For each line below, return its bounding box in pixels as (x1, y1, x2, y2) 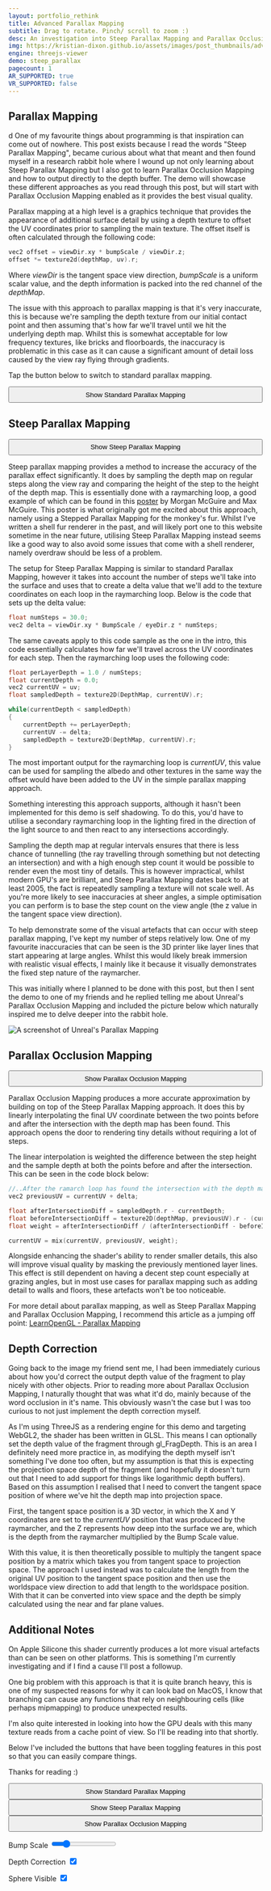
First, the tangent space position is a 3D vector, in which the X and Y (8, 1506, 236, 1517)
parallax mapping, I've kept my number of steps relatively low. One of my (8, 933, 251, 943)
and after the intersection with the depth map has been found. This (8, 1119, 231, 1129)
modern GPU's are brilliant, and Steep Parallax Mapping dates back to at (8, 875, 249, 885)
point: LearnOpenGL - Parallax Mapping (8, 1318, 141, 1328)
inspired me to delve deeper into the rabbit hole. (8, 1009, 169, 1019)
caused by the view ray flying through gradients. (8, 355, 169, 365)
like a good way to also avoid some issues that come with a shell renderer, (8, 539, 256, 548)
